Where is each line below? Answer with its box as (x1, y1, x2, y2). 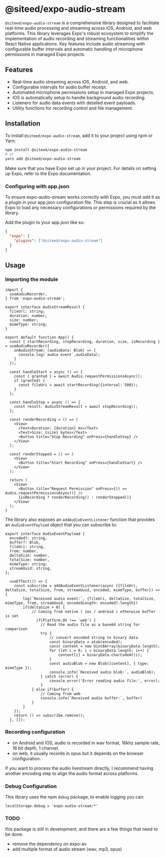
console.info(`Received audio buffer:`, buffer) (40, 695, 142, 700)
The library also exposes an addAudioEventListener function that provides (5, 516, 155, 522)
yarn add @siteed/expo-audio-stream (5, 157, 81, 162)
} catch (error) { (40, 674, 79, 679)
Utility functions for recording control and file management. (12, 105, 133, 111)
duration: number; (9, 313, 48, 318)
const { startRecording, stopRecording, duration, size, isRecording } (9, 339, 161, 344)
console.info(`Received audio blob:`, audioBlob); (49, 670, 156, 675)
